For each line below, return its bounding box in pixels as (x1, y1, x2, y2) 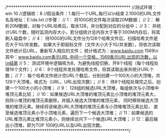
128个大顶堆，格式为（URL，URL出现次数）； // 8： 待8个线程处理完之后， (5, 79, 157, 84)
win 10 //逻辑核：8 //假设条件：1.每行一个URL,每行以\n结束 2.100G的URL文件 (5, 10, 162, 16)
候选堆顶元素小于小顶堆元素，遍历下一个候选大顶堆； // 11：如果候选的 (9, 110, 154, 116)
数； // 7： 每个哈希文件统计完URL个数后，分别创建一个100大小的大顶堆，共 (5, 72, 161, 78)
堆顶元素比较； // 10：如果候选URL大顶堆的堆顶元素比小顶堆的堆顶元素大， (5, 91, 159, 97)
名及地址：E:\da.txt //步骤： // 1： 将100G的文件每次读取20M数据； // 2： (5, 17, 155, 22)
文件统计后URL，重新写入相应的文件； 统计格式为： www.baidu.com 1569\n (5, 48, 159, 54)
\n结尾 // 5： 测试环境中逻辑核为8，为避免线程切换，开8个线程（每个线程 (5, 60, 155, 66)
